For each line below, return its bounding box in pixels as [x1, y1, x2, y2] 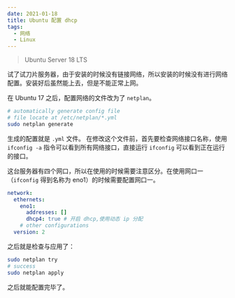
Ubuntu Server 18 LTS [24, 55, 87, 64]
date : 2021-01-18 [7, 10, 58, 18]
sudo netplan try [7, 256, 58, 263]
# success [7, 262, 36, 270]
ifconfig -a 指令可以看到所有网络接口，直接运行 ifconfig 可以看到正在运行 [7, 143, 225, 151]
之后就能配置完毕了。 [7, 283, 69, 291]
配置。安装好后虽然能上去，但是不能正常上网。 [7, 79, 142, 88]
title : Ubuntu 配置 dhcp [7, 17, 78, 24]
